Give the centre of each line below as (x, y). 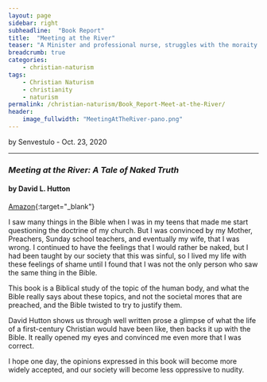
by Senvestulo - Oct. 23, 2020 (58, 142)
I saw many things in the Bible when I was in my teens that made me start (128, 222)
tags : (17, 75)
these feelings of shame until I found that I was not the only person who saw (133, 264)
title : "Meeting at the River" (62, 38)
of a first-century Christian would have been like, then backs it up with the (130, 329)
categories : (28, 60)
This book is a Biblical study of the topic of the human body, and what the (129, 288)
